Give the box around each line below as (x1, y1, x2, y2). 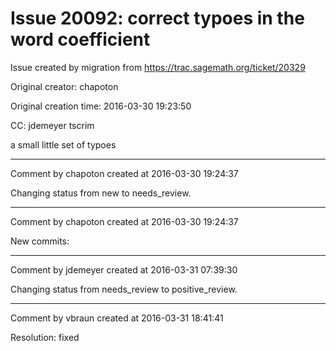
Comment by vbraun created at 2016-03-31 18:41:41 (10, 312, 224, 324)
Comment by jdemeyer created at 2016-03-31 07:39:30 (10, 263, 238, 276)
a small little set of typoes (10, 138, 117, 151)
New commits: (10, 235, 70, 247)
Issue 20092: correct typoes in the (10, 7, 305, 30)
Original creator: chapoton (10, 80, 119, 92)
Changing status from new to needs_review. (10, 187, 192, 199)
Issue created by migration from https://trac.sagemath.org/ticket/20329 (10, 61, 306, 73)
